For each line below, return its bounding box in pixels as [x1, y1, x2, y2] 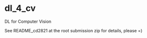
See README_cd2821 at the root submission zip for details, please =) [4, 28, 143, 33]
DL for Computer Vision [4, 19, 52, 24]
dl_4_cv [4, 3, 36, 14]
